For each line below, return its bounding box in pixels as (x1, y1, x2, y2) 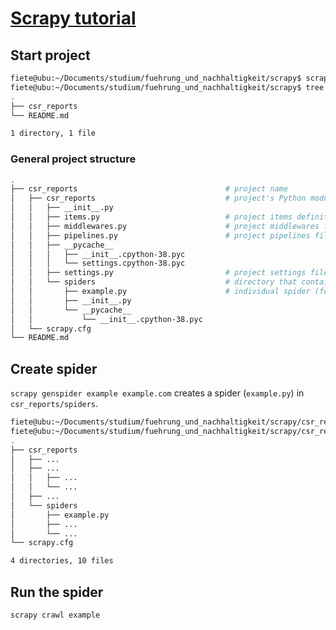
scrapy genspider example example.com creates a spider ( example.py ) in (10, 387, 305, 399)
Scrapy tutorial (10, 7, 137, 30)
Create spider (10, 360, 98, 377)
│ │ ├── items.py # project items (10, 212, 293, 222)
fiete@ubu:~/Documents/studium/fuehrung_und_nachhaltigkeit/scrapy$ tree (10, 82, 325, 92)
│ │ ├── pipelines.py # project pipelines (10, 230, 311, 241)
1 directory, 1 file (10, 128, 97, 139)
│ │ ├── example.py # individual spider (10, 287, 311, 297)
